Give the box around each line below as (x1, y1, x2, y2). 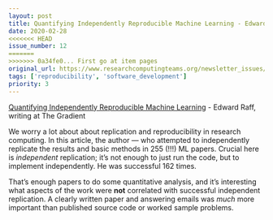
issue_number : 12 (8, 42, 67, 50)
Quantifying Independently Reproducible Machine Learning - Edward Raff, (8, 102, 256, 112)
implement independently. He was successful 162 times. (8, 161, 197, 170)
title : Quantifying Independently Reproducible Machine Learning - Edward (8, 19, 267, 28)
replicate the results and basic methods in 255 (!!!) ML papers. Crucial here (8, 144, 260, 153)
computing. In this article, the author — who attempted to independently (8, 135, 250, 145)
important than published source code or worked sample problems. (8, 202, 234, 212)
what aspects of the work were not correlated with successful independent (8, 185, 261, 195)
